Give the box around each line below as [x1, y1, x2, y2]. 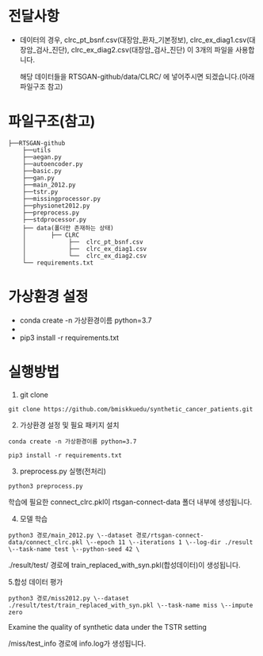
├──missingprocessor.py [22, 195, 101, 203]
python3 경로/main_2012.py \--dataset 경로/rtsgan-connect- [8, 531, 204, 539]
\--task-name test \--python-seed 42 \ [8, 545, 140, 553]
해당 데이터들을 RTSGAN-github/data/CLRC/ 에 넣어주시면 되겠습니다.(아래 [19, 71, 255, 81]
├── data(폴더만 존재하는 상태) [22, 224, 115, 232]
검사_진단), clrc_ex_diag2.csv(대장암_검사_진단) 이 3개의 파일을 [35, 44, 234, 54]
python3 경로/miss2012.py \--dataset [8, 594, 129, 602]
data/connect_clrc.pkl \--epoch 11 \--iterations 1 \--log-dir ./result [8, 538, 253, 546]
